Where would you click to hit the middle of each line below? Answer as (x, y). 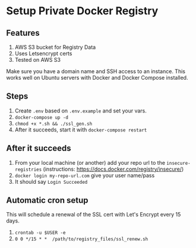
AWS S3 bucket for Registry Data (55, 47)
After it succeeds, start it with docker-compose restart (81, 130)
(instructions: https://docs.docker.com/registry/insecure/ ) (113, 169)
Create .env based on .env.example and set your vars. (80, 111)
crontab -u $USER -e (40, 233)
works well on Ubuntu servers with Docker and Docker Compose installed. (97, 78)
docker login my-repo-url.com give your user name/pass (85, 175)
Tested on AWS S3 (38, 60)
